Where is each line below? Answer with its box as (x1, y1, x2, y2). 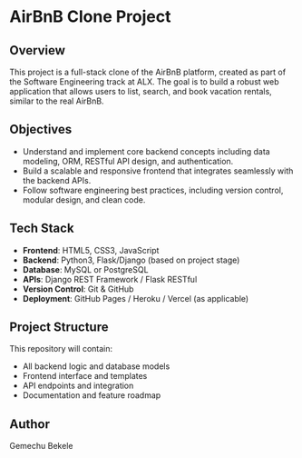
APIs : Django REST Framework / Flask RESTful (22, 274, 198, 284)
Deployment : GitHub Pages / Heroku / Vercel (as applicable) (22, 293, 249, 304)
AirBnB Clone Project (9, 6, 171, 27)
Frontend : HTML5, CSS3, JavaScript (22, 244, 160, 255)
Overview (9, 43, 66, 58)
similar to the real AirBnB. (9, 95, 104, 106)
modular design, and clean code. (22, 194, 146, 205)
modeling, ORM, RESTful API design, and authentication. (22, 155, 234, 166)
